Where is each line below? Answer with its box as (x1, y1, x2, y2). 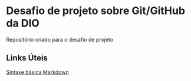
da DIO (6, 16, 40, 30)
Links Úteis (6, 53, 48, 63)
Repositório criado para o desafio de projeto (6, 36, 114, 43)
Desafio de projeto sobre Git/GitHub (6, 4, 186, 18)
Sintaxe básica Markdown (6, 69, 69, 76)
